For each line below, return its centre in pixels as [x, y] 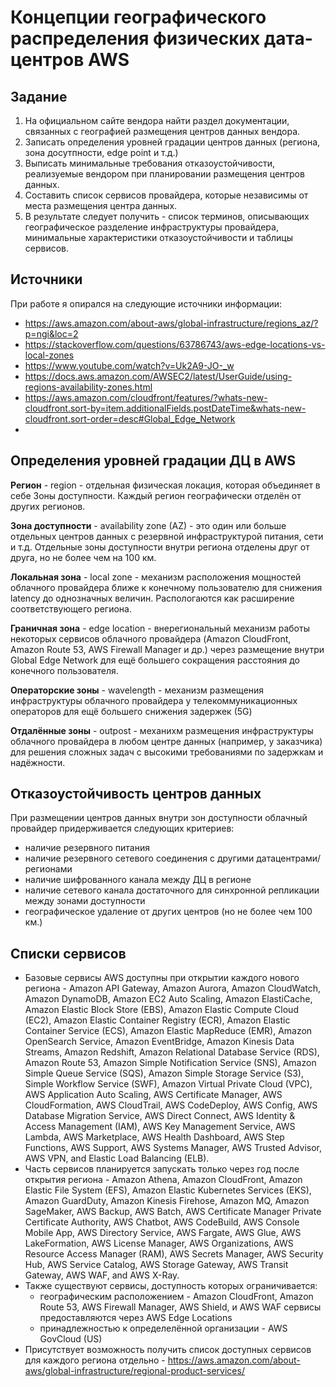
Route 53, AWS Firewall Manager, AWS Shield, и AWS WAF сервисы [180, 1307]
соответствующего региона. [71, 608]
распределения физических [135, 38]
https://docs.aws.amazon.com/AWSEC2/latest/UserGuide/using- [158, 376]
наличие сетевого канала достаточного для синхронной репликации [172, 890]
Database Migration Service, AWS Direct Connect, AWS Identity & [160, 1116]
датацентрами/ [289, 858]
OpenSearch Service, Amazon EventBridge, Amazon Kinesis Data [159, 1042]
